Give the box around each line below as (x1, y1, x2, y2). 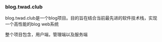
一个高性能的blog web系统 (5, 21, 59, 27)
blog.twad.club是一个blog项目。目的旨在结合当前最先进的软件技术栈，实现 (5, 15, 158, 21)
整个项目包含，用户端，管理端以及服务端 (5, 32, 88, 38)
